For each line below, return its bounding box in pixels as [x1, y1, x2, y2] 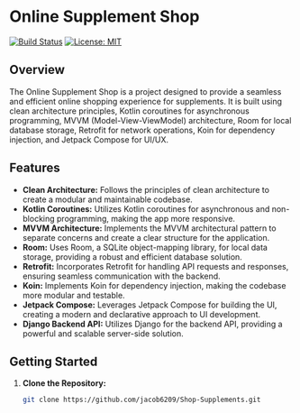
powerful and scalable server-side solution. [22, 327, 185, 339]
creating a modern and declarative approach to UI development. [22, 308, 261, 319]
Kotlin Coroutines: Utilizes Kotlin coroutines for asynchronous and [22, 203, 270, 214]
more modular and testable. [22, 289, 125, 300]
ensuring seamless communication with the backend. [22, 271, 221, 281]
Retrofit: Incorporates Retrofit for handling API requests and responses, [22, 261, 289, 271]
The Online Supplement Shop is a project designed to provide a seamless [9, 86, 282, 96]
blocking [22, 213, 56, 224]
